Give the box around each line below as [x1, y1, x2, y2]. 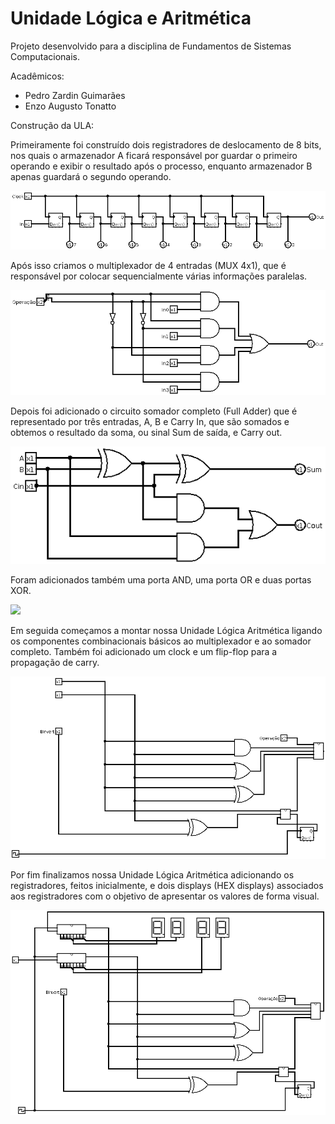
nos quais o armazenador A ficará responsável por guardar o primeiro [10, 149, 298, 161]
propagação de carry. [10, 657, 100, 669]
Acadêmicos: [10, 70, 65, 82]
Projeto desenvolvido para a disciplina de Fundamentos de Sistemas [10, 40, 292, 52]
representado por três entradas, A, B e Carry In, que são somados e [10, 415, 290, 427]
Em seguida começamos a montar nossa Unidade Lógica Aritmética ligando [10, 625, 323, 637]
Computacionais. [10, 50, 80, 62]
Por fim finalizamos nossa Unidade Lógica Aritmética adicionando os [10, 868, 295, 881]
